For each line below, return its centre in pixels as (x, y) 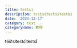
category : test (20, 23)
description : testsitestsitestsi (39, 14)
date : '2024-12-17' (25, 18)
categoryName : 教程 (24, 28)
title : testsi (19, 9)
